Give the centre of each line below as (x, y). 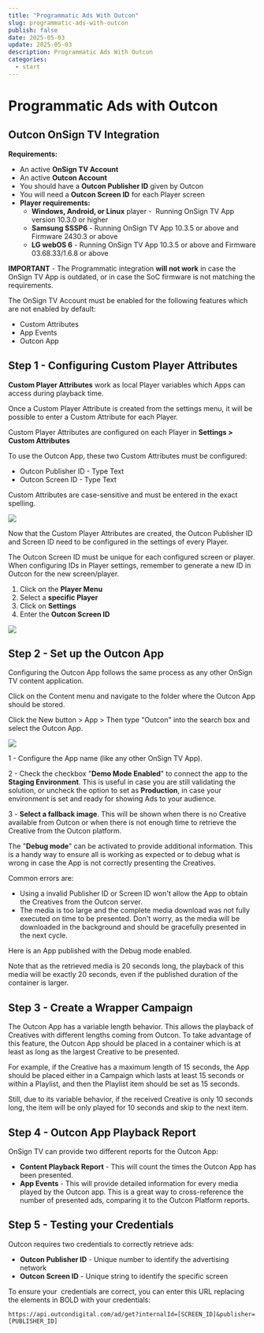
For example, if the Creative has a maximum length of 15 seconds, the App (129, 1067)
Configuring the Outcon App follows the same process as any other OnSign (130, 672)
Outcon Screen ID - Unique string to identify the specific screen (124, 1276)
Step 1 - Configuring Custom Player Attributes (123, 366)
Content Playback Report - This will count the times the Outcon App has (138, 1166)
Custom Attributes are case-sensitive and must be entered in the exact (123, 495)
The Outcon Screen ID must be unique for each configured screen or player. (132, 556)
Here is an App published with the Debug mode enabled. (100, 951)
